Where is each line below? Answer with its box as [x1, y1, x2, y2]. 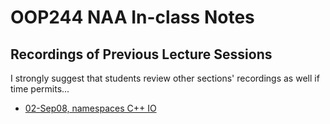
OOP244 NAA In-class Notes [10, 6, 255, 29]
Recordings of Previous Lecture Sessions [10, 46, 273, 63]
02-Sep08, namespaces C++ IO [24, 102, 157, 114]
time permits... [10, 83, 70, 95]
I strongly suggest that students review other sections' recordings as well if [10, 72, 320, 84]
